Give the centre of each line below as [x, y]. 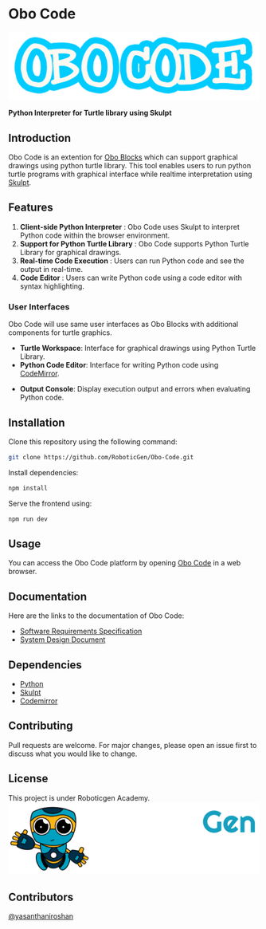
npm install [28, 488]
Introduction [40, 138]
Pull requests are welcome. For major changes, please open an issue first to [133, 745]
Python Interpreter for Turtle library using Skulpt [90, 113]
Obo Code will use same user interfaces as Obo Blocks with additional [123, 325]
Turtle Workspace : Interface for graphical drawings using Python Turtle [138, 348]
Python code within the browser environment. [95, 235]
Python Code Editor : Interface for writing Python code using [119, 365]
